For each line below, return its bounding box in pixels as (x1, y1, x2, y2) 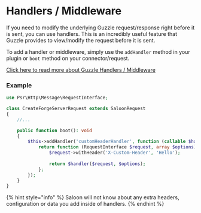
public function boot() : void (17, 127, 93, 133)
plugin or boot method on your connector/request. (6, 54, 130, 62)
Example (6, 81, 32, 89)
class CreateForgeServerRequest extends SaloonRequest (6, 106, 146, 112)
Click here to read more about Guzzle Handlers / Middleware (6, 66, 156, 73)
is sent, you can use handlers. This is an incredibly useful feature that (6, 30, 178, 37)
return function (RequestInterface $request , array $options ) (38, 144, 197, 150)
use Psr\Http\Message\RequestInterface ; (6, 95, 109, 101)
